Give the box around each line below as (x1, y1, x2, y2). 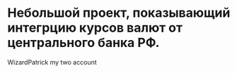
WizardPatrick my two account (7, 58, 97, 66)
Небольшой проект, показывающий (7, 5, 231, 21)
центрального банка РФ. (7, 35, 160, 51)
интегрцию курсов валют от (7, 20, 183, 36)
